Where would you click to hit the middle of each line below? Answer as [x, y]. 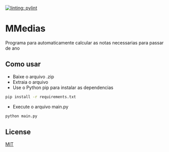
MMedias [25, 29]
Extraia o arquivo [30, 82]
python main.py [21, 116]
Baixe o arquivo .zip [33, 76]
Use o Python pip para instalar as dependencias [63, 88]
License [18, 132]
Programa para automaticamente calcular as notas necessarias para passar [84, 42]
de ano [13, 48]
